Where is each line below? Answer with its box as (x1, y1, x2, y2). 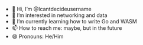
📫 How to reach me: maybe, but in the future (11, 25, 122, 32)
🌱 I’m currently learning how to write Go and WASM (11, 18, 137, 25)
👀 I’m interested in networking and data (11, 12, 108, 19)
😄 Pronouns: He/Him (11, 33, 64, 40)
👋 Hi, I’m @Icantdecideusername (11, 6, 92, 12)
